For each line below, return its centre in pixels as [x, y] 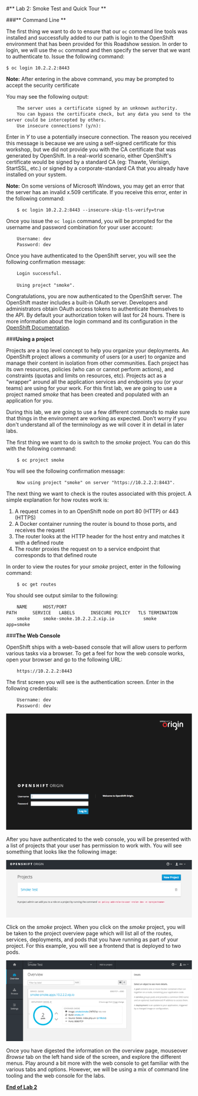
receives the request [39, 530]
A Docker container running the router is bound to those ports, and [95, 524]
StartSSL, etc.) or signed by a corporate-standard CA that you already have [98, 168]
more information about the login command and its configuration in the [92, 321]
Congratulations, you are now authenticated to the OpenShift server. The [94, 296]
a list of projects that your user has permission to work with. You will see [94, 846]
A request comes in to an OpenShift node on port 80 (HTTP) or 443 [96, 511]
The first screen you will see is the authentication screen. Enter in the [90, 682]
